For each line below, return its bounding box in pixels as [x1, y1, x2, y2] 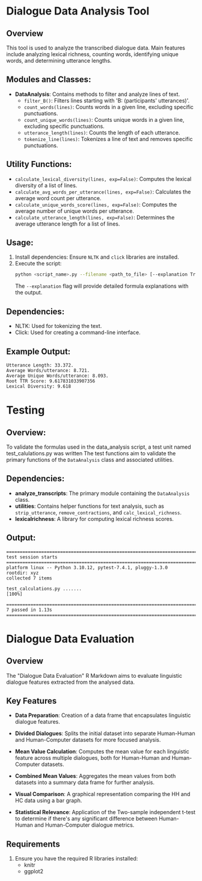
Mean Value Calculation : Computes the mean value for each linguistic [14, 748, 189, 755]
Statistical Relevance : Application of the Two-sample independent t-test [14, 809, 196, 816]
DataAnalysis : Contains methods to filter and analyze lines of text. [14, 90, 180, 98]
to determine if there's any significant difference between [14, 815, 158, 823]
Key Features [6, 695, 57, 706]
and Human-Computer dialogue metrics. [34, 821, 135, 829]
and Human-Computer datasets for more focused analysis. [14, 736, 161, 744]
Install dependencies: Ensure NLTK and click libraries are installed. [14, 253, 179, 261]
